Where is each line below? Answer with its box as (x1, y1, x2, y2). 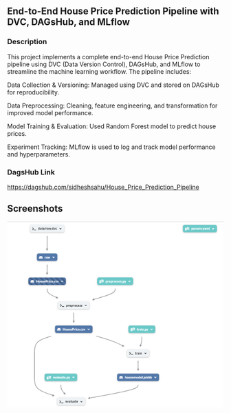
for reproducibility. (7, 88, 60, 96)
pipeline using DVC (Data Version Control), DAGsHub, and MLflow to (7, 60, 201, 68)
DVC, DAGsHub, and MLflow (7, 17, 131, 28)
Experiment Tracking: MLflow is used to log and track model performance (7, 143, 217, 151)
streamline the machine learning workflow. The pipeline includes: (7, 67, 191, 75)
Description (7, 37, 47, 47)
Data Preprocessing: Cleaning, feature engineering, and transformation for (7, 101, 218, 110)
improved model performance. (7, 108, 93, 117)
